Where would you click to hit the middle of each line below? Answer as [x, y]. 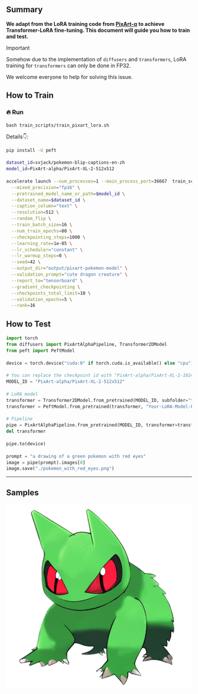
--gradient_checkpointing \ [46, 287]
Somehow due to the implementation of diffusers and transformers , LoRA [96, 59]
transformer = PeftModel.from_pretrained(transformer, [75, 407]
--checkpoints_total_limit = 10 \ [51, 293]
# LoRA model [22, 394]
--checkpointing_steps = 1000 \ [48, 237]
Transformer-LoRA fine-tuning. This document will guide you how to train [98, 30]
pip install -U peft [32, 150]
